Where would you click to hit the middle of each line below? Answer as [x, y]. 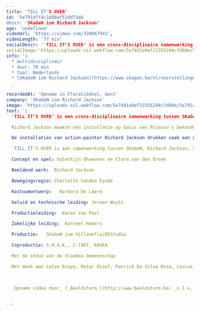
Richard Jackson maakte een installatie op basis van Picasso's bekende [104, 127]
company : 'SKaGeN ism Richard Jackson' [56, 100]
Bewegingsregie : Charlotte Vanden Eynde [62, 181]
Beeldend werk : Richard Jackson [53, 170]
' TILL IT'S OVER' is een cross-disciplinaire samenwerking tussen [96, 117]
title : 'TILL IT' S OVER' [37, 12]
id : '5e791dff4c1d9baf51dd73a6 [45, 17]
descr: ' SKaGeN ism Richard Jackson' [53, 23]
